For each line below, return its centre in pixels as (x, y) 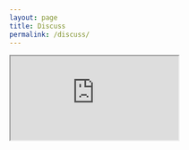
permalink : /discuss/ (50, 34)
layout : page (34, 18)
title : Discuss (38, 26)
